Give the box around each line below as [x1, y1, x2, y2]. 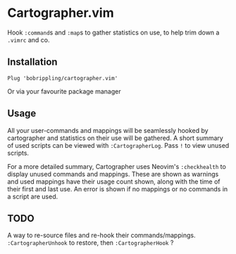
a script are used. [7, 192, 58, 201]
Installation [7, 56, 58, 68]
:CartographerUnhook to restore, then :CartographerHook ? [7, 239, 174, 247]
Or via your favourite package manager [7, 87, 121, 96]
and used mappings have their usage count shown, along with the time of [7, 177, 221, 186]
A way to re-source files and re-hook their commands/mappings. [7, 231, 196, 240]
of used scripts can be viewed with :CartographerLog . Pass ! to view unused [7, 141, 230, 149]
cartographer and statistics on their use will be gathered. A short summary [7, 134, 223, 142]
